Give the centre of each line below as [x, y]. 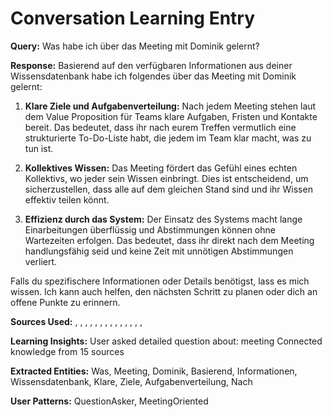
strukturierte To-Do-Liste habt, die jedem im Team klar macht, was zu [168, 138]
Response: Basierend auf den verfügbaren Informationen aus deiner [151, 65]
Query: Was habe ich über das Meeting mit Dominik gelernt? [135, 46]
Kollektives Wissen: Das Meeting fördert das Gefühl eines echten [161, 168]
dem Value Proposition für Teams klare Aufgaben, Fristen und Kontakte [171, 116]
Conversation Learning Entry [133, 18]
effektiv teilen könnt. [67, 199]
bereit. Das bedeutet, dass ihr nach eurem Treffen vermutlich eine [160, 127]
